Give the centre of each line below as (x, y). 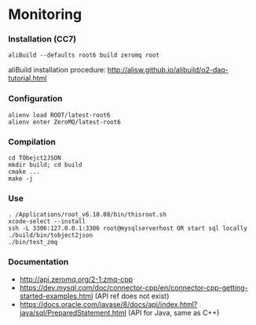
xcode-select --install (47, 222)
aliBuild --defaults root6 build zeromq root (84, 55)
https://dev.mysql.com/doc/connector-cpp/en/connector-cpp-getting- (134, 287)
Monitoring (45, 15)
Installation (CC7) (42, 39)
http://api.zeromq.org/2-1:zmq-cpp (76, 279)
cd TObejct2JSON (35, 158)
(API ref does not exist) (132, 296)
